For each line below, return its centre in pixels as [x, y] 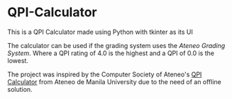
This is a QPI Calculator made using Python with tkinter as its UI [100, 32]
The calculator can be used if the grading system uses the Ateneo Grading [116, 45]
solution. [20, 89]
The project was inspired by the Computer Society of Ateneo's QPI [105, 74]
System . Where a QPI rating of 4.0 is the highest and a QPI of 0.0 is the [111, 53]
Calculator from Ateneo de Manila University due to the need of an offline [115, 81]
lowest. [18, 60]
